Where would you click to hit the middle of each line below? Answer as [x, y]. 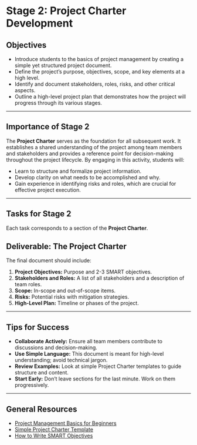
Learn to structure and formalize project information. [78, 171]
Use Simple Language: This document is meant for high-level [89, 354]
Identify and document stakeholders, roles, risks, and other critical [95, 84]
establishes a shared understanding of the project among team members [94, 147]
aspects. [25, 90]
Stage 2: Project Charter [66, 11]
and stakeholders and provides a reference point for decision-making [90, 153]
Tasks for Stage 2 [39, 214]
